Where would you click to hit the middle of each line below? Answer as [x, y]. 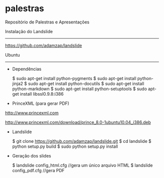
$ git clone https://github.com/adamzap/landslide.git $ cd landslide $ [82, 141]
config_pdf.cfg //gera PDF [38, 170]
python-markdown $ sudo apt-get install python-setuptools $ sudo [80, 89]
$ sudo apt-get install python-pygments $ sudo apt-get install [74, 78]
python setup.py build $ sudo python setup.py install [65, 146]
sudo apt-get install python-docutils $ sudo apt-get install [86, 83]
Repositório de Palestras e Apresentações [47, 22]
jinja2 [18, 83]
